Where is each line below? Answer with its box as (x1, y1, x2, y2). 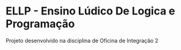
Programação (5, 17, 75, 31)
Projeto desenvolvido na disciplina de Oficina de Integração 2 (5, 37, 159, 44)
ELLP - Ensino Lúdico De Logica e (5, 4, 176, 18)
